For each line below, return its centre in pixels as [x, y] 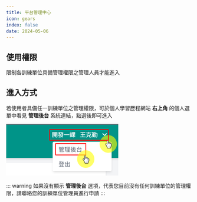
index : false [22, 25]
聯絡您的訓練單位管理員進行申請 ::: [63, 193]
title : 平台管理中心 [29, 12]
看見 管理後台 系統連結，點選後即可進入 [64, 115]
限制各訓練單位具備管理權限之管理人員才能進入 [63, 72]
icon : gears [21, 19]
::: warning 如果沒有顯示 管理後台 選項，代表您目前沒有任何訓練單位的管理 [96, 186]
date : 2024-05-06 [27, 31]
